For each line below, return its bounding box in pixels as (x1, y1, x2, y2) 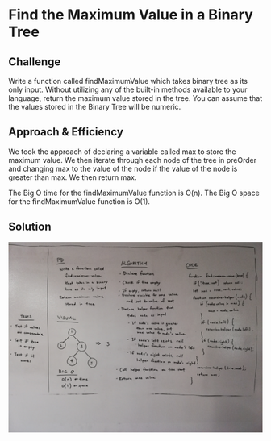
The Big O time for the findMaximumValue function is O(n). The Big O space (8, 188, 260, 198)
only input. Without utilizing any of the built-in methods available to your (8, 85, 248, 94)
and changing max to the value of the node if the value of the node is (8, 164, 238, 173)
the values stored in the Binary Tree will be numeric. (8, 102, 181, 111)
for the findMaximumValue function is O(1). (8, 196, 151, 206)
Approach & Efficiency (8, 125, 123, 139)
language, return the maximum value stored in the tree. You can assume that (8, 94, 263, 102)
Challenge (8, 55, 61, 69)
